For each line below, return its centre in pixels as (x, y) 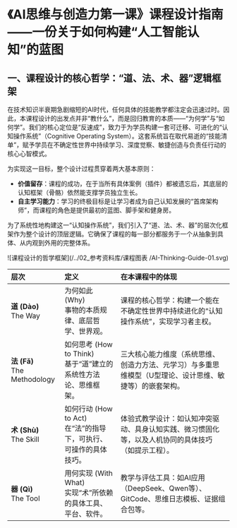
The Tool (25, 498)
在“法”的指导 (85, 428)
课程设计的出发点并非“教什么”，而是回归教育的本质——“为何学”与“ (122, 118)
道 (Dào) (25, 306)
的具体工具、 (86, 503)
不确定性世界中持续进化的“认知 (171, 311)
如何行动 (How (89, 409)
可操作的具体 (86, 449)
